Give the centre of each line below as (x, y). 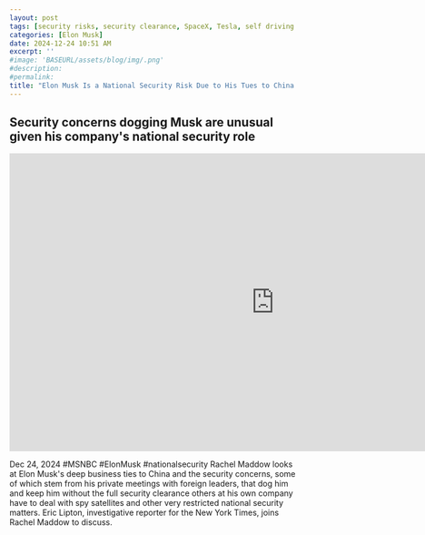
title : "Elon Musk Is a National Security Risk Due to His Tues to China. (154, 86)
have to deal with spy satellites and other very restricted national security (147, 503)
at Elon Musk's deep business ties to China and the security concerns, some (153, 474)
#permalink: (32, 77)
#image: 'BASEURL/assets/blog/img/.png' (87, 60)
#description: (36, 69)
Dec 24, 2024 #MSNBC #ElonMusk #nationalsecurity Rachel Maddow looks (151, 464)
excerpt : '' (32, 52)
